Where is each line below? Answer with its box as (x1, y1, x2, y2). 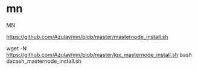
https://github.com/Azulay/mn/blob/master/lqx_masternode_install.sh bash (6, 51, 192, 58)
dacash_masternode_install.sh (6, 57, 81, 65)
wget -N (6, 44, 27, 52)
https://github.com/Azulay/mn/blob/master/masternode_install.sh (6, 33, 168, 40)
